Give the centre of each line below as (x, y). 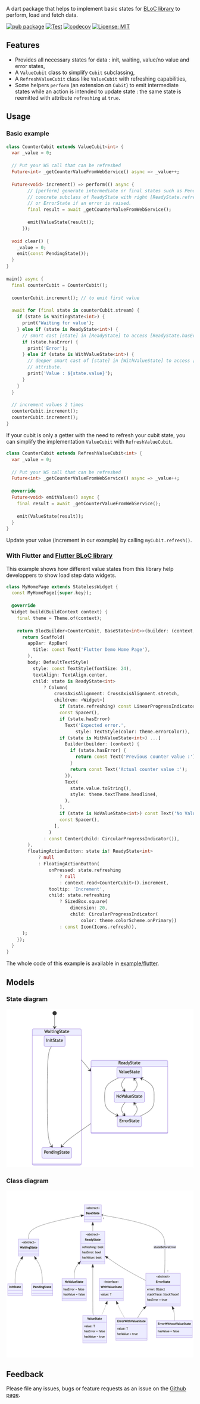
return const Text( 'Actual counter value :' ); (129, 769)
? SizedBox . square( (84, 902)
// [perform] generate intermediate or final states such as (105, 191)
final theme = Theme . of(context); (60, 618)
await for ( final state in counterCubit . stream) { (76, 311)
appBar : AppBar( (48, 643)
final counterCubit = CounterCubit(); (60, 285)
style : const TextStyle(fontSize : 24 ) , (82, 668)
